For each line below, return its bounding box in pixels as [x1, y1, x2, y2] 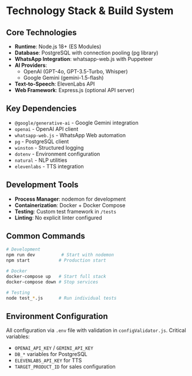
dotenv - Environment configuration [14, 150, 100, 157]
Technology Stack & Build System [6, 4, 174, 18]
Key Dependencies [6, 104, 77, 114]
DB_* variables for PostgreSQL [14, 351, 88, 358]
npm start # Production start [6, 258, 107, 263]
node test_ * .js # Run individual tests [6, 295, 117, 301]
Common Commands [6, 231, 85, 241]
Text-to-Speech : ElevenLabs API [14, 80, 95, 87]
